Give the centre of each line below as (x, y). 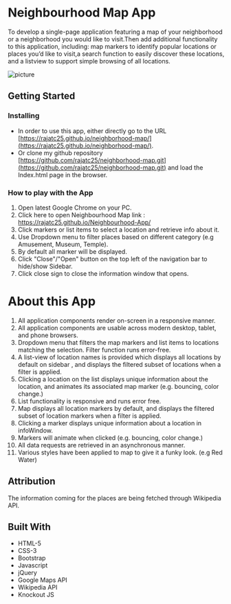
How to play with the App (51, 192)
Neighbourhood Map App (82, 13)
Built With (29, 527)
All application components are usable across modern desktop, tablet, (117, 328)
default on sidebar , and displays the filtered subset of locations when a (119, 364)
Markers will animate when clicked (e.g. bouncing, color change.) (110, 437)
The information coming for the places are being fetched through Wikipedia (115, 498)
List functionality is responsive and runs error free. (89, 401)
